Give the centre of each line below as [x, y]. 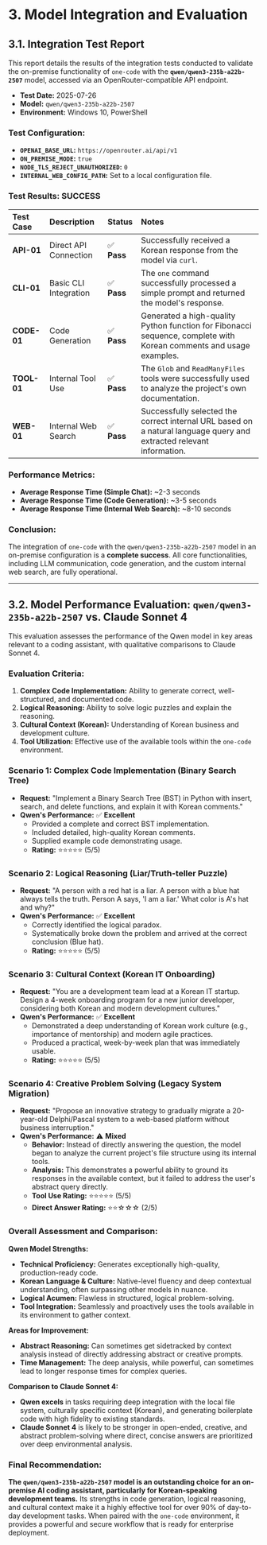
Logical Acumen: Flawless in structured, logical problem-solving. [127, 1298]
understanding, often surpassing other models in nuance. [114, 1289]
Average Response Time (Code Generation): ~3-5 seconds [118, 500]
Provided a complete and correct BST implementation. [120, 824]
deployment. [29, 1533]
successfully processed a [188, 282]
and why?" [37, 907]
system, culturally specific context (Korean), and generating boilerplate [136, 1410]
